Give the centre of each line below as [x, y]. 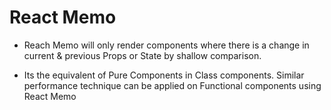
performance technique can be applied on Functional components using [172, 85]
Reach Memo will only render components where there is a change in [166, 45]
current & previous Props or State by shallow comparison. [142, 55]
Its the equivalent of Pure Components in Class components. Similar [164, 75]
